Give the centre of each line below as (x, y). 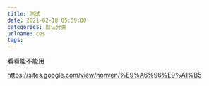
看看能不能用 (26, 61)
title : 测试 (24, 14)
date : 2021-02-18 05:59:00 (47, 20)
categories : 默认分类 (37, 27)
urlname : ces (26, 33)
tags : (15, 40)
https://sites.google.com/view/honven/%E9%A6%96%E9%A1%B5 (104, 75)
